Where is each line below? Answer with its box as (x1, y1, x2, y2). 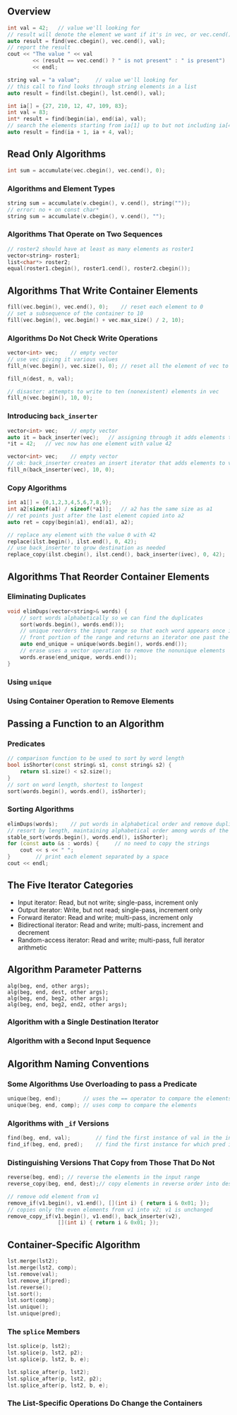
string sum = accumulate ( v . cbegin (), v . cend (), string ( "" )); (7, 199, 191, 207)
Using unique (7, 677, 52, 687)
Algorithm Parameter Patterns (7, 964, 142, 976)
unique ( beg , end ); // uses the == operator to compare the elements (7, 1095, 232, 1102)
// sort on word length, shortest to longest (7, 781, 143, 788)
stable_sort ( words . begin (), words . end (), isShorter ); (7, 833, 169, 841)
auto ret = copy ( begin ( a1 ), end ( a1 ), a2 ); (7, 518, 134, 525)
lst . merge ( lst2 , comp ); (7, 1264, 78, 1271)
